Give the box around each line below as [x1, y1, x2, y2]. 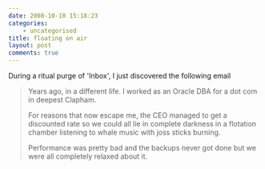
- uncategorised [22, 26, 78, 34]
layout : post [8, 42, 52, 50]
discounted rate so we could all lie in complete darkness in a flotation [27, 119, 257, 128]
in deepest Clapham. [27, 95, 97, 104]
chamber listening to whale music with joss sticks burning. [27, 127, 221, 137]
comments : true [8, 49, 59, 57]
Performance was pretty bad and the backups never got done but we [27, 143, 256, 152]
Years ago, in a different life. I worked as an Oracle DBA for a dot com [27, 87, 258, 96]
